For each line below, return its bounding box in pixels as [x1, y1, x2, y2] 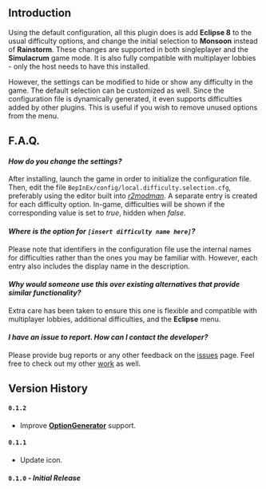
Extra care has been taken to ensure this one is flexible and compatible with [8, 305, 258, 315]
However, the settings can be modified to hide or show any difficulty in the [8, 77, 253, 86]
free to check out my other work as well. [8, 359, 141, 368]
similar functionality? [8, 288, 81, 298]
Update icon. [19, 455, 62, 464]
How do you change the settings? [8, 156, 122, 166]
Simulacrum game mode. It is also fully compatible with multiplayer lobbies [8, 53, 256, 62]
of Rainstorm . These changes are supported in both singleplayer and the [8, 44, 249, 54]
